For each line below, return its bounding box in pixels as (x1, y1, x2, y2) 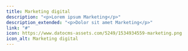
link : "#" (6, 25, 31, 31)
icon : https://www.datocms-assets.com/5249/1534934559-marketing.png (6, 30, 183, 36)
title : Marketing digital (6, 8, 70, 15)
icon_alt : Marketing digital (6, 36, 79, 42)
